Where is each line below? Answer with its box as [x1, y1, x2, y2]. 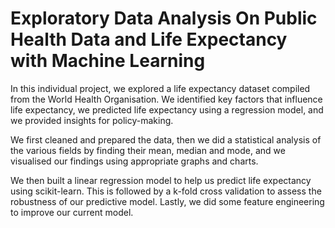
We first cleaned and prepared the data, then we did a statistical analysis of [10, 133, 322, 146]
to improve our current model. [10, 206, 134, 218]
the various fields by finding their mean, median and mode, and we [10, 144, 286, 156]
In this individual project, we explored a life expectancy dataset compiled [10, 82, 311, 94]
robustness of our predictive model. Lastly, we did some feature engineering [10, 195, 325, 207]
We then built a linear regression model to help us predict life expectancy [10, 174, 312, 186]
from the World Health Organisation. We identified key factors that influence [10, 93, 323, 105]
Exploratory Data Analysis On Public [10, 7, 318, 30]
